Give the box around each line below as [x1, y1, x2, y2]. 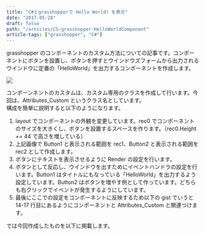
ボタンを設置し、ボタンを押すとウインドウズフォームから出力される [27, 57, 199, 64]
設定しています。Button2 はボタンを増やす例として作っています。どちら [15, 179, 196, 186]
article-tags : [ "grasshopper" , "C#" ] [6, 32, 103, 38]
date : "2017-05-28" [6, 15, 56, 21]
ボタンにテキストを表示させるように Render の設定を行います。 [15, 155, 176, 163]
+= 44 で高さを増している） [15, 133, 86, 140]
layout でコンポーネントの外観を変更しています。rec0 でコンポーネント [15, 117, 195, 125]
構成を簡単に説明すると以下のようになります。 [6, 105, 124, 112]
